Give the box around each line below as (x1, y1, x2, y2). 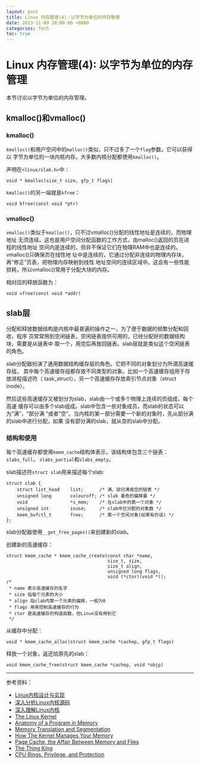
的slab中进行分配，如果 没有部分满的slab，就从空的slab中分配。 (6, 417, 164, 425)
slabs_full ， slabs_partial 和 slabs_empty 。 (6, 456, 114, 463)
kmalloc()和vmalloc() (6, 113, 86, 123)
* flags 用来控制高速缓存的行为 (8, 604, 79, 610)
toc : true (6, 31, 31, 37)
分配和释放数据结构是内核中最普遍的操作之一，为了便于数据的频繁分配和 (6, 325, 183, 332)
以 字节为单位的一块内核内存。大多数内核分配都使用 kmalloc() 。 (6, 153, 162, 160)
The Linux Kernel (14, 713, 57, 721)
